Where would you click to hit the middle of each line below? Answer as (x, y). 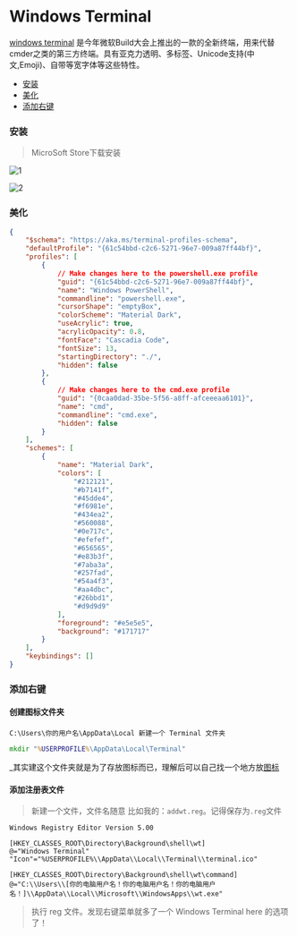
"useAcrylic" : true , (95, 324)
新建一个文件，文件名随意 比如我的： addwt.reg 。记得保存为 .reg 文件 (156, 811)
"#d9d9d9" (91, 606)
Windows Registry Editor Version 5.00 (81, 828)
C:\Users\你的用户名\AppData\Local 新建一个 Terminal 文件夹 (118, 734)
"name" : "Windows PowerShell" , (115, 290)
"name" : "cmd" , (85, 406)
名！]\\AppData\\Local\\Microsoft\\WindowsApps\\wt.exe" (116, 894)
